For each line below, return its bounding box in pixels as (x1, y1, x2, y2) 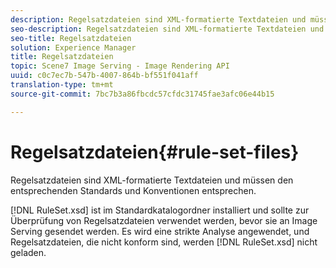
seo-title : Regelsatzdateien (10, 33, 132, 43)
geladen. (10, 246, 47, 258)
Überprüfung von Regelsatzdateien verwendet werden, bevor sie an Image (10, 214, 318, 226)
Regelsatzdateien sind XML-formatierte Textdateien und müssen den (10, 174, 294, 186)
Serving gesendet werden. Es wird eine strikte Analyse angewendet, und (10, 225, 310, 237)
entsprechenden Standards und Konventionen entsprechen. (10, 184, 257, 196)
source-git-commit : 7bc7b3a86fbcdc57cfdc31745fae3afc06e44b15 (10, 89, 275, 99)
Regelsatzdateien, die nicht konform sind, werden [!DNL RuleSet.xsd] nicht (10, 236, 318, 248)
